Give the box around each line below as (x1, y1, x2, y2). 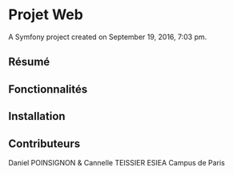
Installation (8, 109, 66, 123)
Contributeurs (8, 137, 81, 150)
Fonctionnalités (8, 82, 88, 96)
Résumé (8, 55, 50, 69)
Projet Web (8, 6, 84, 24)
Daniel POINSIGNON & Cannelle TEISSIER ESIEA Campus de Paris (8, 157, 226, 167)
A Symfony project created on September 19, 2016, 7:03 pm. (8, 32, 207, 42)
